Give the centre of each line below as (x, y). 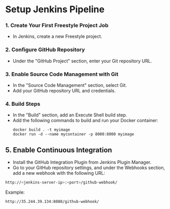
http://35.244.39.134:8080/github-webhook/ (52, 202)
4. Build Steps (23, 104)
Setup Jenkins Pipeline (55, 9)
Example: (15, 192)
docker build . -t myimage (41, 130)
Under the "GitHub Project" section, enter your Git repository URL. (82, 61)
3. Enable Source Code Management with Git (62, 74)
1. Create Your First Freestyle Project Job (57, 26)
